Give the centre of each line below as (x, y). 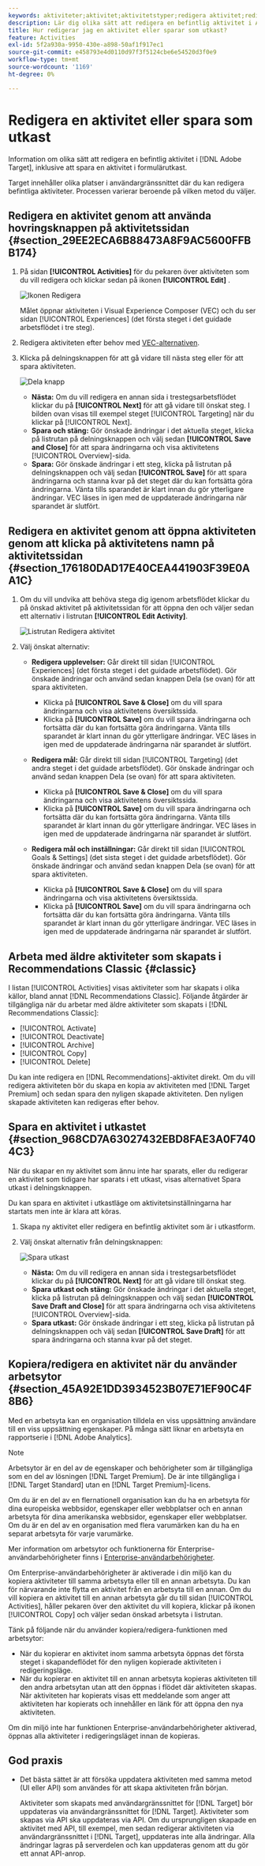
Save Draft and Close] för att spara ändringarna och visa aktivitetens (144, 1306)
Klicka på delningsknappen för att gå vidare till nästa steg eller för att (131, 358)
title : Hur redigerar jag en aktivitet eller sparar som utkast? (118, 30)
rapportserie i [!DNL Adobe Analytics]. (70, 1437)
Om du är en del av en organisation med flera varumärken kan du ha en (124, 1525)
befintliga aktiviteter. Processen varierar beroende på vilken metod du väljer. (132, 191)
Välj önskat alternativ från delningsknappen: (91, 1241)
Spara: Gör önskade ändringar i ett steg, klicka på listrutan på (132, 464)
